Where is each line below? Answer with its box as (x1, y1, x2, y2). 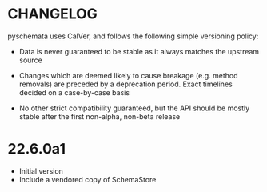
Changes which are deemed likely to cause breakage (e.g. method (18, 70, 238, 80)
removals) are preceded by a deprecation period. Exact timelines (18, 79, 233, 89)
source (18, 55, 43, 65)
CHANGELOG (7, 5, 98, 23)
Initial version (18, 166, 63, 176)
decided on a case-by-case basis (18, 87, 130, 97)
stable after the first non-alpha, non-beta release (18, 111, 181, 121)
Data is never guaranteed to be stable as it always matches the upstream (18, 46, 260, 56)
